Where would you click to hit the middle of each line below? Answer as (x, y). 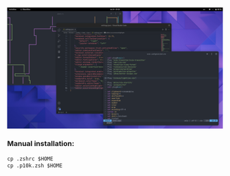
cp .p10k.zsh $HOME (35, 165)
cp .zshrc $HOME (30, 159)
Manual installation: (41, 144)
